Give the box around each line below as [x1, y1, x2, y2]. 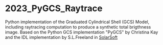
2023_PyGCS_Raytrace [5, 3, 103, 14]
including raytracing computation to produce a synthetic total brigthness [5, 24, 151, 30]
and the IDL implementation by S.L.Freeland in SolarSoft [5, 34, 118, 40]
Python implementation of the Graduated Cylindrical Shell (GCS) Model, [5, 19, 149, 25]
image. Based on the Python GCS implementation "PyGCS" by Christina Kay [5, 29, 158, 35]
